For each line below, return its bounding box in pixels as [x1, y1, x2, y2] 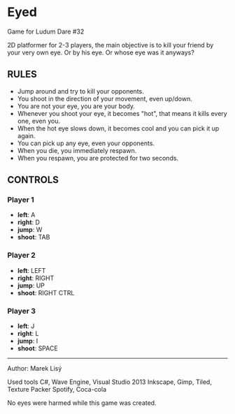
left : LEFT [17, 266, 46, 274]
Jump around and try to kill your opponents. [17, 87, 145, 95]
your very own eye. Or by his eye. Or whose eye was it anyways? [7, 48, 194, 57]
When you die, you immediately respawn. [17, 146, 137, 154]
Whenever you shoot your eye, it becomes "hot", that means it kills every [17, 109, 227, 117]
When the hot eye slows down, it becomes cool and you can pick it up [17, 124, 220, 133]
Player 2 [7, 251, 36, 260]
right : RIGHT [17, 274, 55, 282]
